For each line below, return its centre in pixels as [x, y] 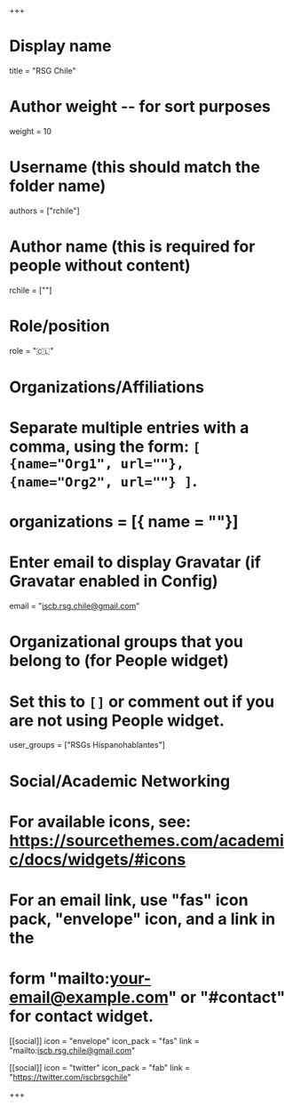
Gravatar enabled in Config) [114, 581]
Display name [60, 46]
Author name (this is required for [132, 246]
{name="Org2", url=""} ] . [103, 481]
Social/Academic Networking [120, 781]
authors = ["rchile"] [44, 211]
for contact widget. [81, 1017]
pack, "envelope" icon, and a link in [143, 919]
